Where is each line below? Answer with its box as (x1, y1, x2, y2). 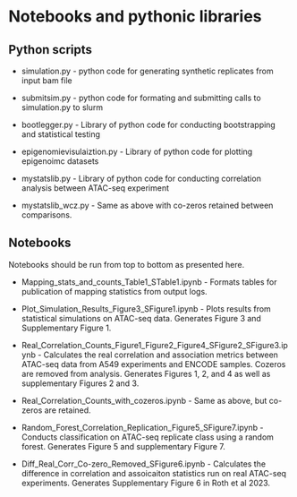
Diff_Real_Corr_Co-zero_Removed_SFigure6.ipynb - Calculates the (21, 458, 266, 469)
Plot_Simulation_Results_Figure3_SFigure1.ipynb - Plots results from (21, 303, 272, 314)
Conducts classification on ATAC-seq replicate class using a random (21, 432, 275, 442)
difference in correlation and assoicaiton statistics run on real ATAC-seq (21, 467, 287, 478)
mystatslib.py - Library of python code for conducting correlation (21, 173, 261, 184)
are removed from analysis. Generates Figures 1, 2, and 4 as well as (21, 368, 271, 379)
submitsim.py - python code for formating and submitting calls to (21, 92, 261, 103)
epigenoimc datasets (21, 156, 99, 167)
